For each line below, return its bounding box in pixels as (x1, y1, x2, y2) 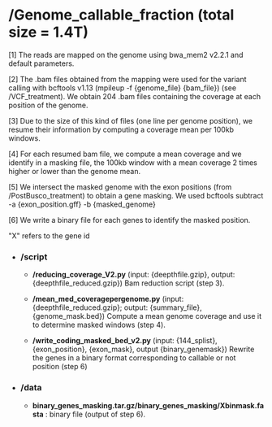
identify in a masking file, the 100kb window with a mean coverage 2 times (8, 157, 257, 168)
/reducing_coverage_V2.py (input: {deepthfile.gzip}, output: (32, 270, 235, 280)
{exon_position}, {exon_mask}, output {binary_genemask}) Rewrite (32, 344, 255, 355)
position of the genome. (8, 100, 89, 110)
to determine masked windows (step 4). (32, 320, 166, 330)
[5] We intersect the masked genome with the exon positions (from (8, 181, 232, 192)
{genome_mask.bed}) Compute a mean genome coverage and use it (32, 312, 262, 321)
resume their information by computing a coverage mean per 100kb (8, 124, 234, 134)
